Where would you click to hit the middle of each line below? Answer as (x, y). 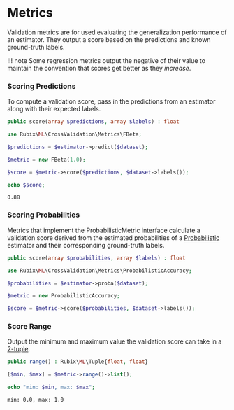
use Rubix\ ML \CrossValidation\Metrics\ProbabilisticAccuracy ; (100, 271)
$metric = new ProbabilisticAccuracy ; (64, 296)
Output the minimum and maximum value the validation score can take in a (115, 341)
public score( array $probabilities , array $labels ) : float (97, 258)
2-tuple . (19, 349)
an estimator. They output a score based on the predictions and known (109, 39)
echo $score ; (26, 185)
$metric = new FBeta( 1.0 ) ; (46, 160)
